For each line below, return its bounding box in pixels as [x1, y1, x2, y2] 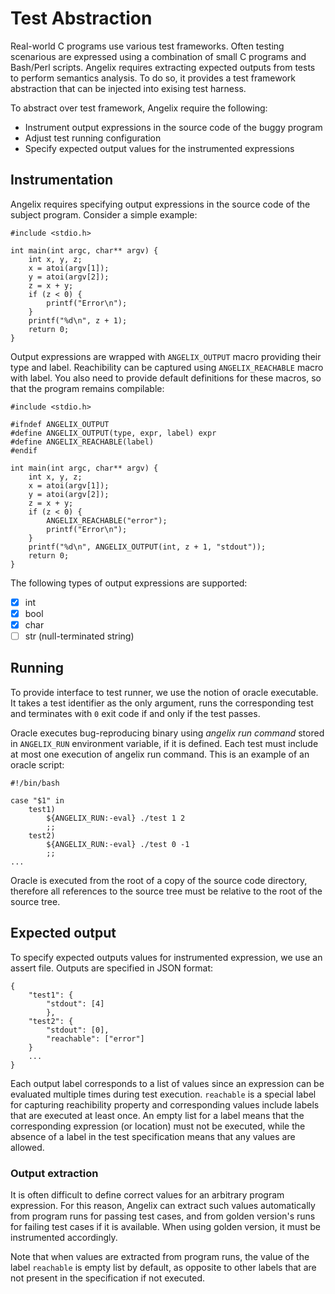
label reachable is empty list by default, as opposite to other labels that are [10, 1261, 317, 1273]
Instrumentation [10, 172, 114, 189]
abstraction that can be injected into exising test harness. [10, 82, 247, 94]
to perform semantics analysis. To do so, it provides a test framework [10, 72, 297, 84]
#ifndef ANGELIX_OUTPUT [10, 419, 110, 429]
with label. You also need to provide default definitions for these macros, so [10, 372, 322, 384]
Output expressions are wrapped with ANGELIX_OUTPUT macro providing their [10, 350, 322, 362]
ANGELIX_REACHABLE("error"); [46, 515, 168, 526]
